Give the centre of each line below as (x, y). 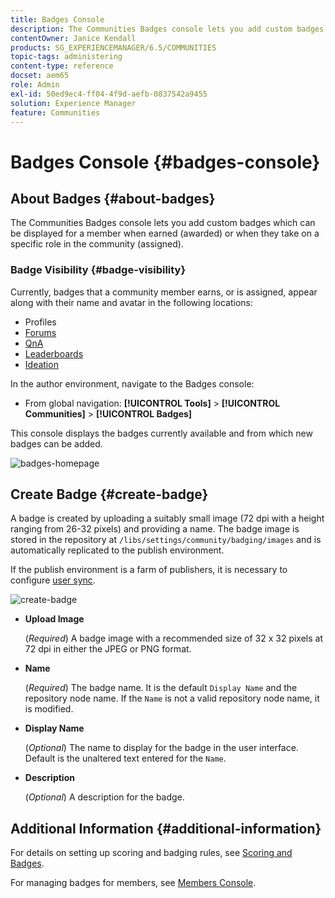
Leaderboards (54, 353)
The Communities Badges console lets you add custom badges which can (163, 223)
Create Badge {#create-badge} (109, 494)
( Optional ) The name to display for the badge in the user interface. (161, 748)
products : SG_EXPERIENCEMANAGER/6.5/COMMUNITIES (113, 47)
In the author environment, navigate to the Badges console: (132, 383)
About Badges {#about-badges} (113, 198)
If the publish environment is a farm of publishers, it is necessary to (149, 570)
